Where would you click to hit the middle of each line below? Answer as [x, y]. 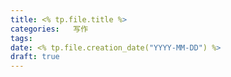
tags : [21, 38]
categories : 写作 [49, 29]
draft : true [35, 57]
